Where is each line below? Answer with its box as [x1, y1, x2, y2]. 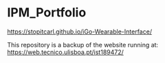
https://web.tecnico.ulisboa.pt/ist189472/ [7, 48, 124, 56]
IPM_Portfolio [7, 5, 87, 21]
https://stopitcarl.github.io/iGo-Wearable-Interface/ [7, 27, 153, 36]
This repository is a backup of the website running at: [7, 40, 159, 49]
